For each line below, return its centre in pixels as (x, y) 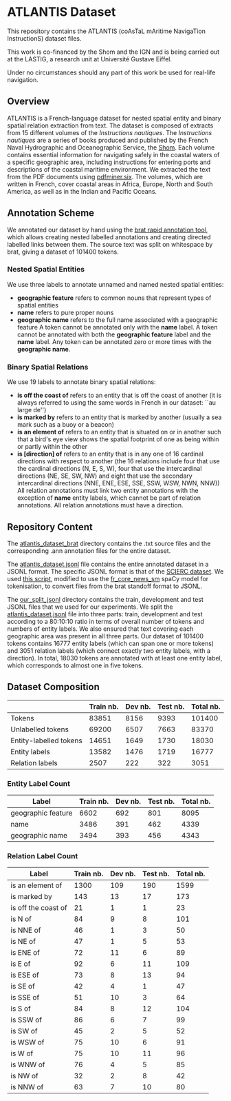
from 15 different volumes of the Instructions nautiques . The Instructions (110, 132)
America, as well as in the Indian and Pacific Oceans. (82, 191)
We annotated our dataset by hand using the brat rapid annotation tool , (108, 230)
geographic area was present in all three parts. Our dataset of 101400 (106, 636)
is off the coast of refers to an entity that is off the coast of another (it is (119, 395)
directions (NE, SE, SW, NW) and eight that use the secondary (104, 476)
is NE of (23, 942)
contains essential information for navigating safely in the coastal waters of (113, 154)
